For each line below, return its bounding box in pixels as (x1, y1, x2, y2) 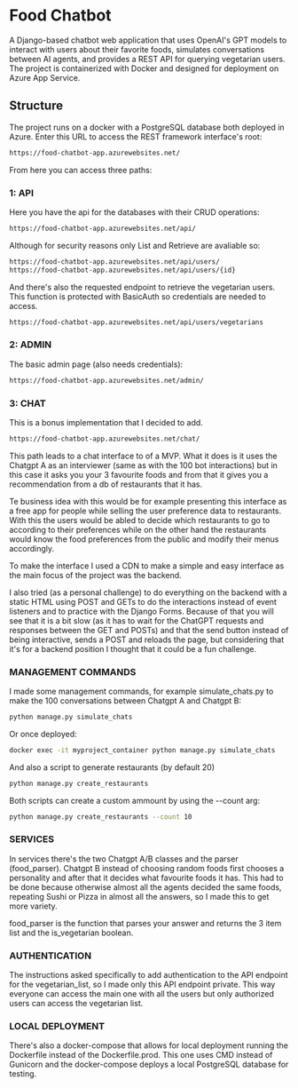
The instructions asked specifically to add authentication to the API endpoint (9, 970, 288, 981)
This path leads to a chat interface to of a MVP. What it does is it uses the (9, 450, 278, 461)
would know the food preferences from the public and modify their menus (9, 534, 279, 544)
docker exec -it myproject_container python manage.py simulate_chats (9, 745, 276, 755)
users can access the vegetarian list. (9, 998, 144, 1009)
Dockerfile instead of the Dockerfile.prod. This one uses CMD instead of (9, 1050, 273, 1060)
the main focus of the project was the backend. (9, 569, 182, 580)
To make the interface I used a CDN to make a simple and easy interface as (9, 560, 285, 571)
